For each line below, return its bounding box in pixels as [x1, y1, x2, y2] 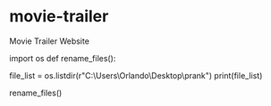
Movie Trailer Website [9, 36, 89, 46]
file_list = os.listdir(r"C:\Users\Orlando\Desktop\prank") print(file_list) [9, 69, 263, 81]
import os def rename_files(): [9, 53, 116, 63]
